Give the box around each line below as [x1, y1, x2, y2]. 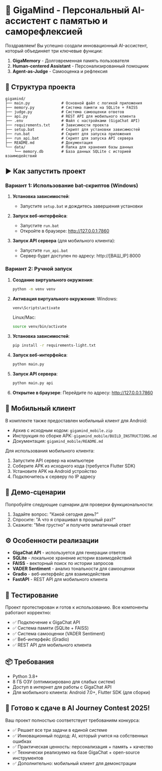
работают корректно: [5, 610, 51, 616]
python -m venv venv [12, 286, 56, 292]
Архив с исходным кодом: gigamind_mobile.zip [12, 427, 113, 433]
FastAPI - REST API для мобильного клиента [12, 576, 108, 583]
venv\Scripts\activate [12, 305, 60, 311]
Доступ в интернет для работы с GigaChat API [12, 684, 112, 690]
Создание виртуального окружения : [12, 276, 94, 283]
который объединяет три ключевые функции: [5, 48, 103, 54]
